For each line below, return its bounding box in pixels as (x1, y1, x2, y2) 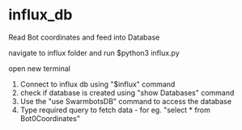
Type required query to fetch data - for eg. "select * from (19, 105, 210, 115)
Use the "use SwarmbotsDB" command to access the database (19, 96, 232, 106)
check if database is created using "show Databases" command (19, 87, 235, 98)
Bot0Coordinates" (19, 113, 81, 123)
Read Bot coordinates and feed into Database (8, 32, 160, 42)
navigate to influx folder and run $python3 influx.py (8, 48, 180, 57)
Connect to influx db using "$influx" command (19, 79, 176, 89)
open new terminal (8, 63, 71, 73)
